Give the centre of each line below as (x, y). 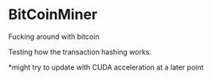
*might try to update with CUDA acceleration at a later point (106, 67)
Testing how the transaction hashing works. (80, 51)
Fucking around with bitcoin (54, 36)
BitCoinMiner (53, 15)
